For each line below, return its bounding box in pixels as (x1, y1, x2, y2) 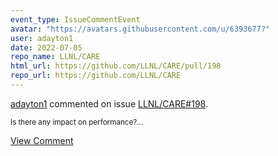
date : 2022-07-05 (10, 42, 83, 53)
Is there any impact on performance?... (10, 117, 144, 127)
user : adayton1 (10, 33, 74, 43)
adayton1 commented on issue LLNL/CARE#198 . (10, 97, 208, 110)
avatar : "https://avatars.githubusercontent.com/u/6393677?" (10, 24, 271, 34)
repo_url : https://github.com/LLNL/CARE (10, 71, 182, 81)
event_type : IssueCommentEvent (10, 14, 141, 25)
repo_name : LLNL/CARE (10, 52, 101, 62)
